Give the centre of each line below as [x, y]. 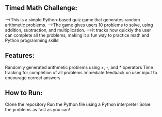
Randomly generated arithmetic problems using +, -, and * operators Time [79, 67]
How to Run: [24, 93]
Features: [20, 56]
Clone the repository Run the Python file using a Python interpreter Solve [78, 104]
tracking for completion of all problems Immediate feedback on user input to [81, 72]
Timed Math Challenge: [41, 8]
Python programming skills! [32, 40]
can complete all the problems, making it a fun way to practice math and [77, 35]
